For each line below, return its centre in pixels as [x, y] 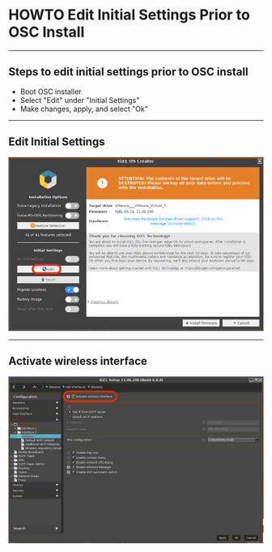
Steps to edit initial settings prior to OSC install [128, 72]
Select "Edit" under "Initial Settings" [80, 100]
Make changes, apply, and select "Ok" [84, 109]
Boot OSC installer [51, 92]
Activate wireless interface [78, 361]
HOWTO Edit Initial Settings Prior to [130, 15]
